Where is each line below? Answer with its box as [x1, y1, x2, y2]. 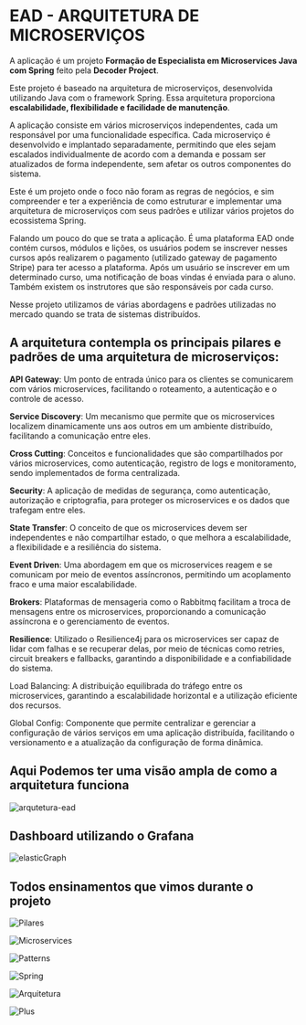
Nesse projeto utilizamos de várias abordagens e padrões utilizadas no [9, 299, 277, 310]
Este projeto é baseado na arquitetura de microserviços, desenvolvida [9, 82, 273, 93]
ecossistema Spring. [9, 215, 87, 226]
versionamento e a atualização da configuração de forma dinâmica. [9, 736, 264, 747]
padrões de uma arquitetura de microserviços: [9, 349, 280, 365]
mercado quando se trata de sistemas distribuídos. [9, 308, 201, 320]
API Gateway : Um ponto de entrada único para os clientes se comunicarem [9, 374, 294, 385]
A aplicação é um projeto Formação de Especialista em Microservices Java [9, 55, 298, 66]
